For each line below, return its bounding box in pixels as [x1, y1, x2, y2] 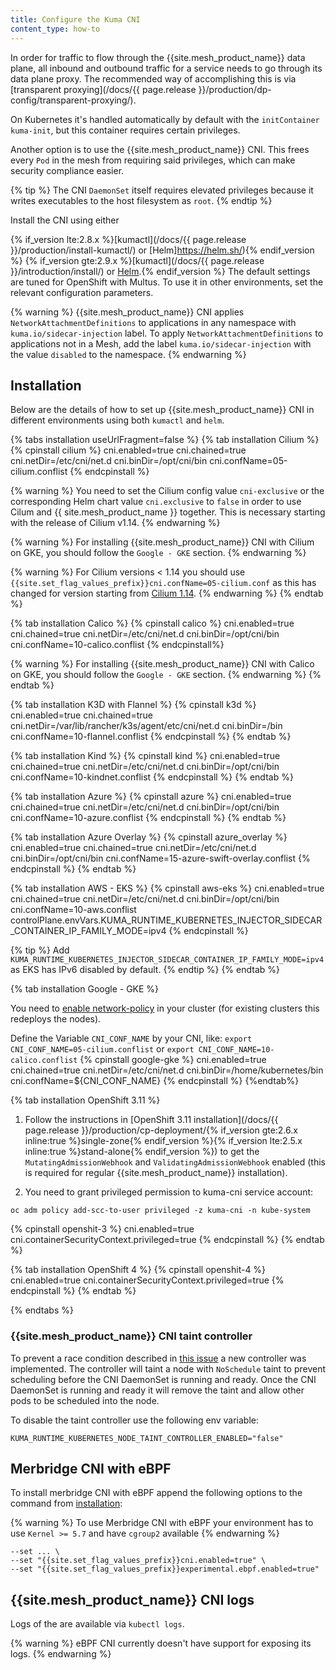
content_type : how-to [10, 24, 101, 34]
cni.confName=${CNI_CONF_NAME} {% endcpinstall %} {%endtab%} [10, 1075, 300, 1087]
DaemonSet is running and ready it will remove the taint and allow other [10, 1384, 305, 1396]
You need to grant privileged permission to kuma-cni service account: [24, 1186, 314, 1198]
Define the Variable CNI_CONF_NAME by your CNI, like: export [10, 1032, 253, 1045]
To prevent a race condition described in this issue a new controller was [10, 1352, 307, 1364]
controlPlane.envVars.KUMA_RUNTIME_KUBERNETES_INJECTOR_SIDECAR [10, 914, 323, 926]
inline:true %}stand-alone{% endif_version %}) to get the [24, 1146, 260, 1158]
